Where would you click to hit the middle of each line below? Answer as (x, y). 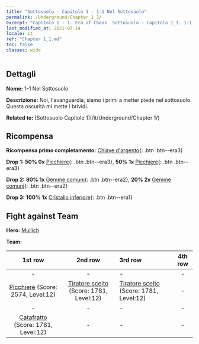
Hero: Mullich (23, 230)
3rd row (131, 260)
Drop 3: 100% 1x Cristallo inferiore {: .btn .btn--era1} (70, 197)
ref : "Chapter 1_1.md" (34, 39)
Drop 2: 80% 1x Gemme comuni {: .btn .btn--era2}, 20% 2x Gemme (89, 180)
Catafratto (33, 317)
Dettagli (21, 74)
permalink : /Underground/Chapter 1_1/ (54, 17)
